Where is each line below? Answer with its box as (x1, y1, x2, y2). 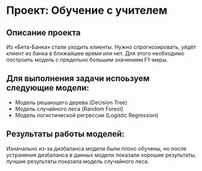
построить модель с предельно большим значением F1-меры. (6, 56, 168, 63)
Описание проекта (6, 28, 81, 38)
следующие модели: (6, 83, 89, 93)
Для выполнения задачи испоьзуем (6, 73, 150, 84)
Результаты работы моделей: (6, 129, 125, 139)
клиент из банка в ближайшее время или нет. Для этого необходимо (6, 50, 185, 57)
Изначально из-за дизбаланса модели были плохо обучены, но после (6, 145, 187, 152)
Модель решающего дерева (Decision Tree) (14, 98, 128, 106)
